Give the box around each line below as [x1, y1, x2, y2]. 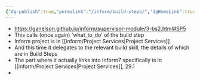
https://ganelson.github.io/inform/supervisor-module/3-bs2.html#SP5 [14, 25, 186, 32]
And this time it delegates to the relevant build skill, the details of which [14, 44, 189, 51]
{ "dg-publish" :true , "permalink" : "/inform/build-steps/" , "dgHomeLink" [5, 8, 183, 15]
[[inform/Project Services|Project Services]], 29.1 [14, 63, 135, 70]
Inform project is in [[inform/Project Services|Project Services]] [14, 37, 170, 44]
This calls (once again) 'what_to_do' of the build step [14, 31, 144, 39]
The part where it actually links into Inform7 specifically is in [14, 56, 162, 63]
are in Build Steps [14, 50, 58, 57]
